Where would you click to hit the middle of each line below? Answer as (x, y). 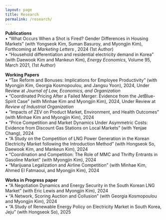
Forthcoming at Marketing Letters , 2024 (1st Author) (59, 49)
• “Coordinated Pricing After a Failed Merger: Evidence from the (71, 96)
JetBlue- (146, 96)
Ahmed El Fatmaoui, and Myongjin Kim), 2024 (52, 170)
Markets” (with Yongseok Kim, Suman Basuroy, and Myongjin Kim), (74, 44)
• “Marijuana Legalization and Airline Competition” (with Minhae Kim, (76, 165)
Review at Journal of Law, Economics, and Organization (63, 91)
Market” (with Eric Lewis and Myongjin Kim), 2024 (57, 191)
